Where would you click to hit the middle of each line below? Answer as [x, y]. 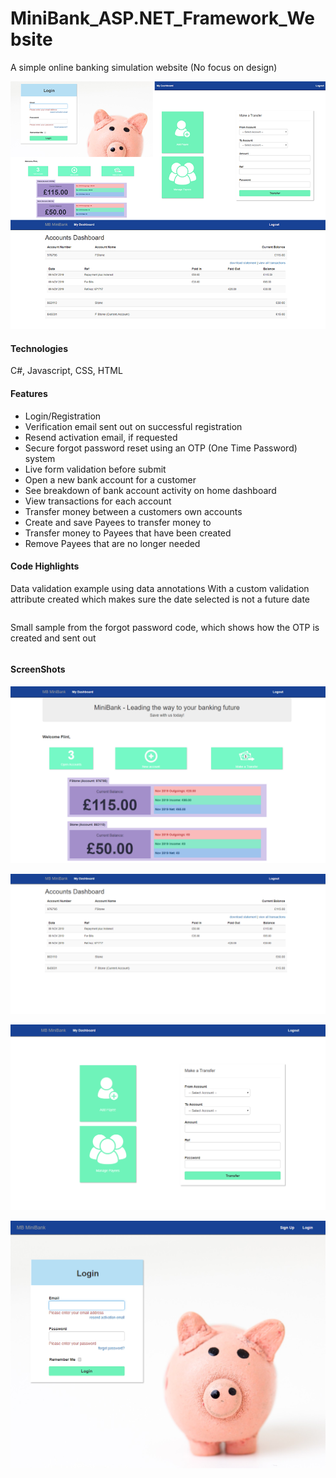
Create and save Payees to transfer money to [118, 522]
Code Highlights [45, 566]
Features [29, 393]
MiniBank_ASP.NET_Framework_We [162, 18]
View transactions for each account [98, 501]
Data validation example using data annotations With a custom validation [160, 588]
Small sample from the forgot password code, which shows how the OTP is [165, 627]
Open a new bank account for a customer [110, 479]
